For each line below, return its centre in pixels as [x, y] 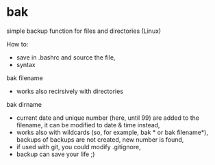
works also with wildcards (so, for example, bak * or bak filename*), [112, 132]
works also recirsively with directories [70, 91]
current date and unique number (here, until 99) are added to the [108, 118]
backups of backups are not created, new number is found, [100, 139]
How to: [17, 44]
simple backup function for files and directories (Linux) [84, 31]
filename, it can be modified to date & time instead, [88, 125]
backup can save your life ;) [55, 154]
